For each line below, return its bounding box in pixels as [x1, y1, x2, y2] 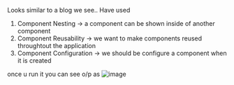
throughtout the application [17, 42, 96, 49]
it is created [17, 56, 52, 65]
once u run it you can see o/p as [7, 70, 100, 78]
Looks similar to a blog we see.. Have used [7, 6, 131, 14]
